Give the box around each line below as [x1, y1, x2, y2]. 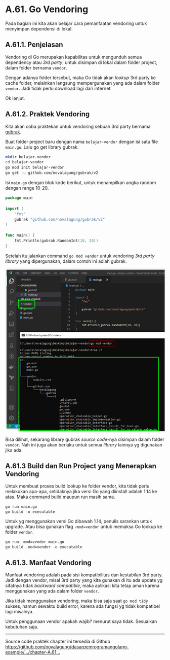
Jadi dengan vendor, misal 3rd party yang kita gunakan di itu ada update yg [5, 577, 163, 583]
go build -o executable [5, 509, 56, 514]
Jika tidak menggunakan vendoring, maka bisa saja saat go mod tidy [5, 598, 148, 604]
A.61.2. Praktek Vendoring [5, 110, 90, 119]
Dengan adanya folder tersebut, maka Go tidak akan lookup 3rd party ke [5, 75, 156, 81]
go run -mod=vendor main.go [5, 539, 65, 545]
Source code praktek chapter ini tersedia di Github [5, 638, 110, 645]
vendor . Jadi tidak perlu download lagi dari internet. [5, 85, 112, 91]
